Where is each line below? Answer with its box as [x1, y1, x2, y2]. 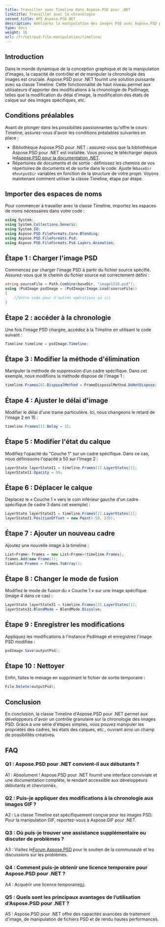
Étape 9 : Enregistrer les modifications [5, 621, 125, 629]
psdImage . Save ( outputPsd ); [5, 648, 60, 653]
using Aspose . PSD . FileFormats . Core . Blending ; [5, 231, 100, 236]
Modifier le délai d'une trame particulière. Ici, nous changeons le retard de [5, 409, 155, 415]
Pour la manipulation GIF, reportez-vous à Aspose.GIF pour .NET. [5, 817, 137, 823]
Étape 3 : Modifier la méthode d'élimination [5, 354, 140, 363]
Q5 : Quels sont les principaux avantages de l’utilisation [5, 894, 141, 900]
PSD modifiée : [5, 639, 35, 645]
